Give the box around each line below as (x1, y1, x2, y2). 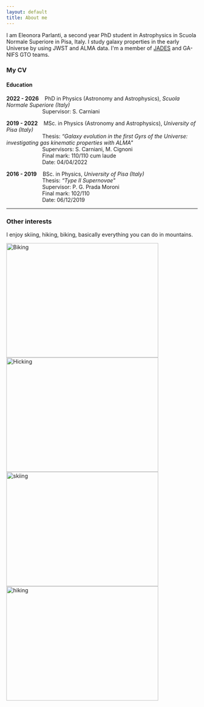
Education (6, 81, 33, 88)
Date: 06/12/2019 (42, 196, 85, 203)
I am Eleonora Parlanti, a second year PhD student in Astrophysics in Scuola (6, 31, 196, 38)
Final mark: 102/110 (42, 190, 90, 197)
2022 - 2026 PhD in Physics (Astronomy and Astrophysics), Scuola (6, 95, 180, 102)
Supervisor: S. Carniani (42, 107, 100, 115)
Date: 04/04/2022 (42, 158, 88, 165)
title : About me (6, 15, 47, 21)
